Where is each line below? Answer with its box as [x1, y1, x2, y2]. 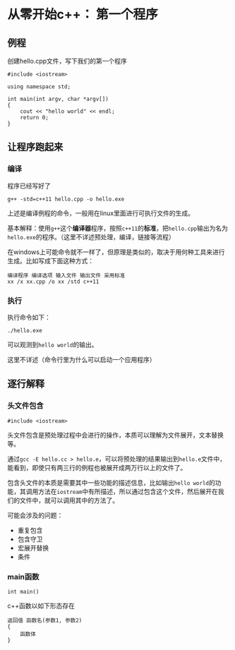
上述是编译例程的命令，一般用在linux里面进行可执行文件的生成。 [7, 209, 194, 217]
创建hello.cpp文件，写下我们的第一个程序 [7, 57, 127, 65]
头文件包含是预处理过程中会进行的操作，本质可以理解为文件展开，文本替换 [7, 431, 224, 439]
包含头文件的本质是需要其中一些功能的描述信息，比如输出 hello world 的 [7, 478, 215, 487]
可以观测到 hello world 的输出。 [7, 340, 98, 349]
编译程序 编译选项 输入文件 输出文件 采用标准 [7, 272, 126, 279]
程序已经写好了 [7, 181, 51, 190]
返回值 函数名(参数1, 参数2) [7, 617, 83, 624]
